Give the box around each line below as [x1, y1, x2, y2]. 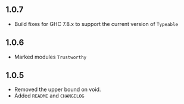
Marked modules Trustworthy [14, 53, 87, 60]
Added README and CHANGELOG [14, 92, 85, 99]
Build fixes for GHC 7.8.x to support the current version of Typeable [14, 20, 179, 27]
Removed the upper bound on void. [14, 86, 101, 93]
